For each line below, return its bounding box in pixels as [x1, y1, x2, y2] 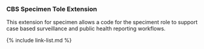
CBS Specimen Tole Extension [6, 5, 97, 13]
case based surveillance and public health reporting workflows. [6, 25, 166, 32]
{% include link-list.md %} [6, 37, 72, 44]
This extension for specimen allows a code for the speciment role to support [6, 19, 198, 26]
